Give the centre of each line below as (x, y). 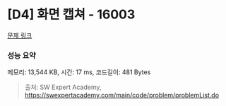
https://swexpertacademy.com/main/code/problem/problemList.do (122, 95)
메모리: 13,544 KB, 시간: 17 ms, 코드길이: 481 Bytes (79, 72)
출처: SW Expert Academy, (63, 87)
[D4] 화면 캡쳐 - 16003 (71, 14)
